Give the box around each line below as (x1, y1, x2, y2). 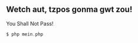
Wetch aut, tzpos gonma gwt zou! (6, 5, 133, 15)
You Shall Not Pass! (6, 20, 54, 27)
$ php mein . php (6, 31, 44, 37)
